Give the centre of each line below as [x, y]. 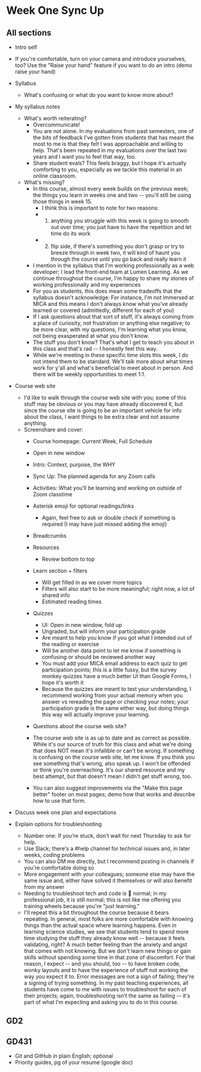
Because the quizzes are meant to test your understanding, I [116, 689]
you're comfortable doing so [59, 868]
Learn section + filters [60, 571]
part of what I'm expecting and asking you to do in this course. [101, 1002]
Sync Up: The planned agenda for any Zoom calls [94, 476]
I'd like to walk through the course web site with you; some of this [105, 397]
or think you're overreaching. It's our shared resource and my [109, 770]
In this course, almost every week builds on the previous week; [111, 189]
